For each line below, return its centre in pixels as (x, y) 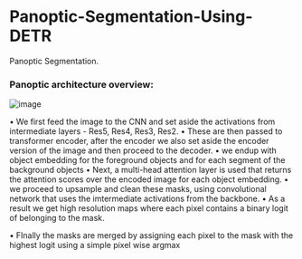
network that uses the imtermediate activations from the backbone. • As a (147, 199)
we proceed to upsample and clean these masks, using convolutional (138, 189)
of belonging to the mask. (57, 218)
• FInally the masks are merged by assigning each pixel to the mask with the (151, 235)
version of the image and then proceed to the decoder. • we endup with (143, 150)
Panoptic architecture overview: (81, 84)
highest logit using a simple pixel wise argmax (95, 245)
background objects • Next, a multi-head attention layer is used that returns (151, 170)
